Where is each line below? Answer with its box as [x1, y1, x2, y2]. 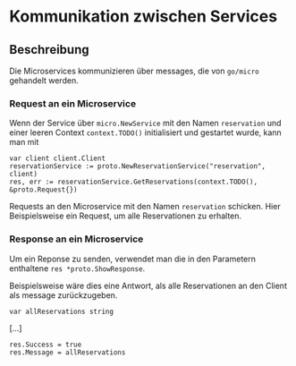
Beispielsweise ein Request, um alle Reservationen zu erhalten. [9, 210, 242, 221]
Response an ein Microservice [9, 233, 144, 245]
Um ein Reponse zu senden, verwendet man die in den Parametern [9, 253, 257, 264]
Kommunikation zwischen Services [9, 6, 278, 27]
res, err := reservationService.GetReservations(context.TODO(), [9, 177, 258, 187]
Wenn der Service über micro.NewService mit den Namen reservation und [9, 118, 282, 129]
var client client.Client [9, 154, 106, 163]
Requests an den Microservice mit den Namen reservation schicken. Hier [9, 201, 281, 212]
